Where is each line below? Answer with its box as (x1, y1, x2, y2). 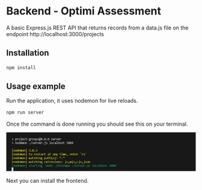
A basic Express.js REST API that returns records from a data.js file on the (6, 24, 189, 31)
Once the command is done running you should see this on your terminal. (6, 120, 188, 127)
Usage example (6, 81, 66, 91)
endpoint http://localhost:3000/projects (6, 30, 104, 37)
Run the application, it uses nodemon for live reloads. (6, 97, 138, 105)
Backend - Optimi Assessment (6, 4, 161, 18)
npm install (6, 64, 36, 70)
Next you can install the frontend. (6, 177, 89, 185)
